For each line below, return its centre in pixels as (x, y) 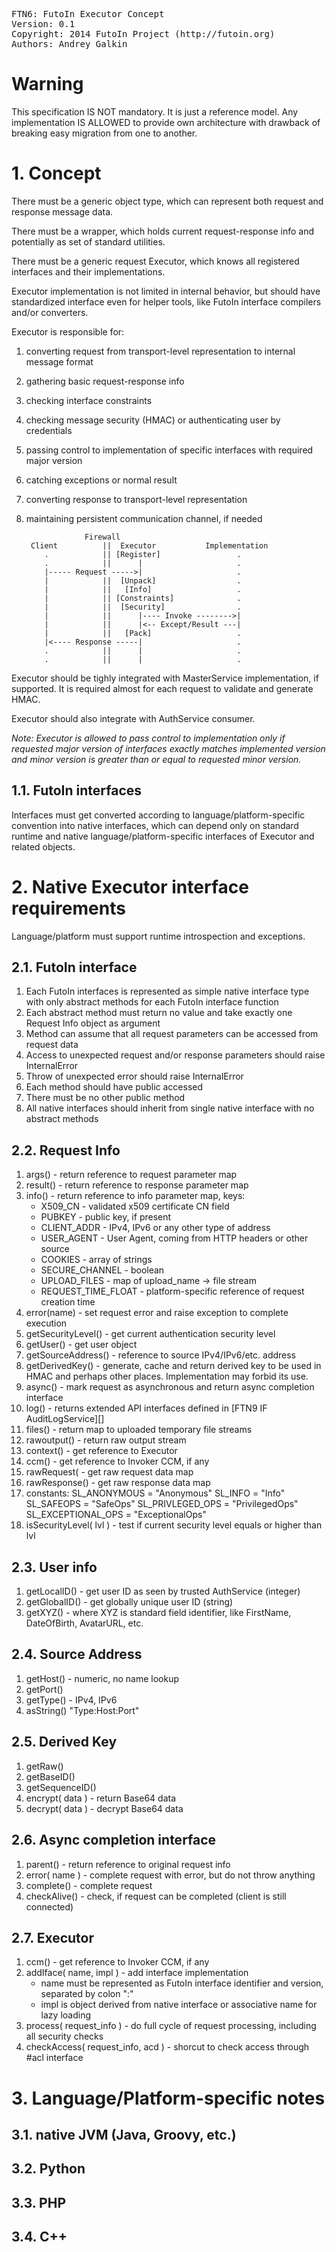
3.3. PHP (39, 2202)
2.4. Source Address (77, 1654)
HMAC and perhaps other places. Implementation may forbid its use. (167, 1376)
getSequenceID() (61, 1787)
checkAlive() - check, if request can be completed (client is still (156, 1896)
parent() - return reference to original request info (128, 1864)
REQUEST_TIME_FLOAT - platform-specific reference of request (172, 1291)
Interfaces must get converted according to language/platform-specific (158, 815)
